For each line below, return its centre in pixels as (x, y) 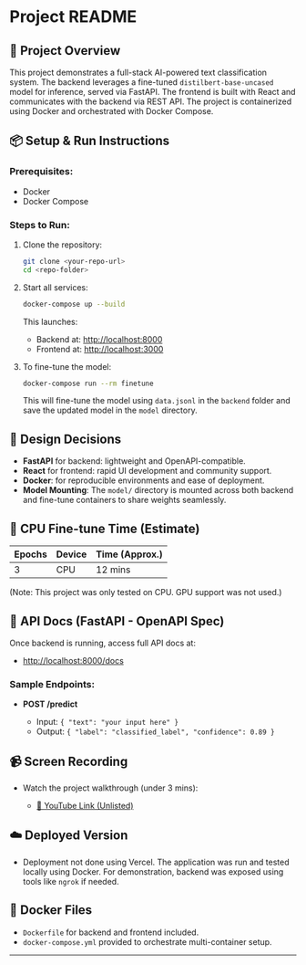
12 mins (113, 570)
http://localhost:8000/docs (73, 660)
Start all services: (55, 287)
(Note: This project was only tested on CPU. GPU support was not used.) (146, 593)
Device (71, 554)
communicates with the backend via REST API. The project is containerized (151, 101)
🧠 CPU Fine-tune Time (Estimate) (105, 528)
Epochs (31, 554)
